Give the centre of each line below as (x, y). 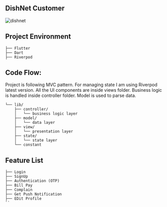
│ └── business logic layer (46, 114)
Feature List (24, 160)
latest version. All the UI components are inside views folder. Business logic (84, 90)
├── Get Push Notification (34, 194)
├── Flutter (18, 48)
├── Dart (14, 53)
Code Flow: (23, 73)
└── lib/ (14, 105)
